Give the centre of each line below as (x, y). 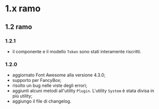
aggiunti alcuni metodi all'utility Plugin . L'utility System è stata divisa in (83, 91)
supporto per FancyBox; (37, 80)
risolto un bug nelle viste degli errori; (50, 86)
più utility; (22, 96)
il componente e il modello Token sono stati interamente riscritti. (77, 51)
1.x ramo (23, 9)
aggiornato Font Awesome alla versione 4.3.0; (59, 75)
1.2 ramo (19, 27)
